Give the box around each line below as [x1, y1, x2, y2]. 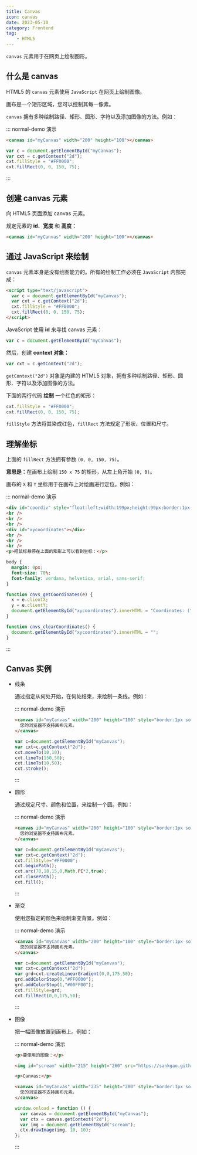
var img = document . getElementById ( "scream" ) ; [20, 1122, 136, 1127]
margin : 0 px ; [11, 565, 43, 570]
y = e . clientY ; [11, 602, 49, 609]
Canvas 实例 [6, 664, 52, 674]
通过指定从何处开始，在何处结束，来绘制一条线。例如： [14, 693, 148, 700]
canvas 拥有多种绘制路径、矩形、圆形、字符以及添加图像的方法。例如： [6, 113, 178, 120]
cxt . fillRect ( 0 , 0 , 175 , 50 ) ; [14, 993, 81, 998]
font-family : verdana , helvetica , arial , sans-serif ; [11, 575, 145, 581]
